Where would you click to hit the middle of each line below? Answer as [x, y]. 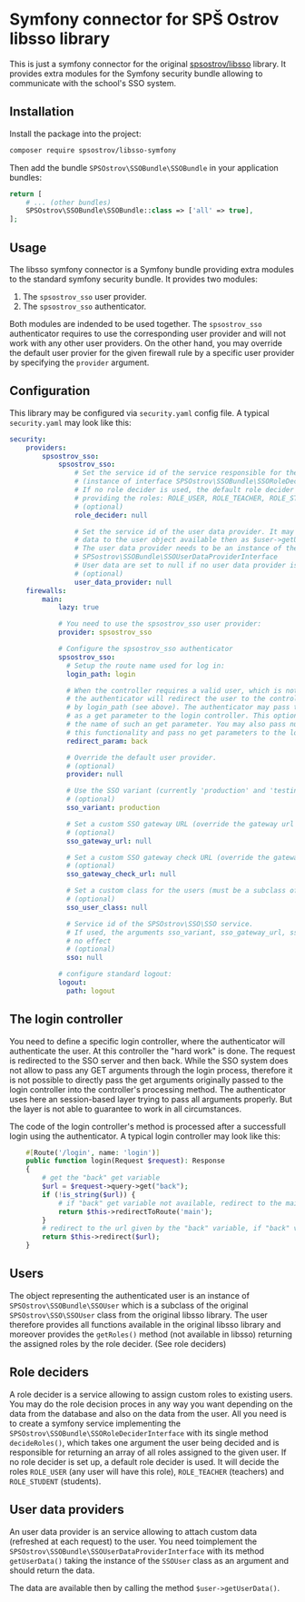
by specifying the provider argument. [79, 362]
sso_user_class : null [107, 907]
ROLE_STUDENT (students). [55, 1481]
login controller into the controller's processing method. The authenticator [148, 1089]
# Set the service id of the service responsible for [178, 473]
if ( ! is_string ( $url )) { [89, 1194]
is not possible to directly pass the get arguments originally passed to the [147, 1080]
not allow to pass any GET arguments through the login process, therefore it [151, 1070]
